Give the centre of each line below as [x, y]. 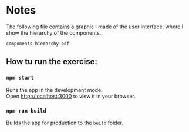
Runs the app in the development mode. [54, 90]
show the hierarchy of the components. [54, 32]
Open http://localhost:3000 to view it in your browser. [71, 96]
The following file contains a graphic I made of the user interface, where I [95, 27]
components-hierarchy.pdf [38, 44]
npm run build [26, 110]
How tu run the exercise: [52, 62]
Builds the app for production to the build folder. [65, 123]
